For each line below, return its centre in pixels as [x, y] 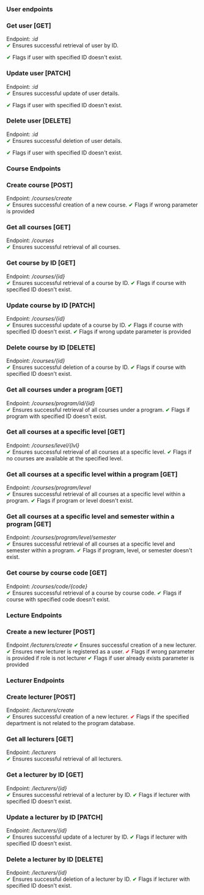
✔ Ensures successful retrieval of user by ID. [63, 45]
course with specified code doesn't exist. [58, 599]
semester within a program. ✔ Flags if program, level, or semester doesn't [99, 550]
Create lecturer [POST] [41, 696]
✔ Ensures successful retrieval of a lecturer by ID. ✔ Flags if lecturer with [98, 794]
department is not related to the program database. [71, 723]
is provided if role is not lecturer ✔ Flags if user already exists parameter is [100, 658]
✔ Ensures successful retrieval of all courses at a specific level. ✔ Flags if [99, 452]
